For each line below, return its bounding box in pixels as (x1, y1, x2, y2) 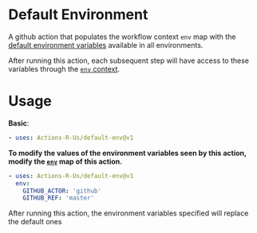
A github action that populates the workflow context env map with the (8, 32, 236, 41)
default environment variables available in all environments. (8, 40, 204, 49)
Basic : (8, 118, 30, 128)
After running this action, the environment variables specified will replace (8, 208, 249, 218)
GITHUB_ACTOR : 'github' (22, 187, 102, 195)
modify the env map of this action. (8, 157, 123, 166)
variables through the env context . (8, 64, 121, 73)
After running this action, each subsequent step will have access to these (8, 56, 250, 65)
